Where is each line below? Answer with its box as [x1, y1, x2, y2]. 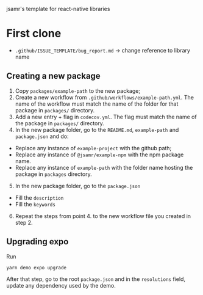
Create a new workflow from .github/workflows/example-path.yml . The [15, 93, 194, 101]
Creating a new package [6, 71, 101, 81]
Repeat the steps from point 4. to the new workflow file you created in [15, 212, 191, 219]
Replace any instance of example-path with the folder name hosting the [15, 164, 193, 171]
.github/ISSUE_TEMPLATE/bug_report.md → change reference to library [15, 46, 191, 54]
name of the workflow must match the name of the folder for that [15, 100, 179, 107]
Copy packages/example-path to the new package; [15, 87, 141, 94]
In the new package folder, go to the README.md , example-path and [15, 126, 179, 133]
